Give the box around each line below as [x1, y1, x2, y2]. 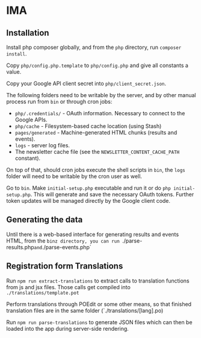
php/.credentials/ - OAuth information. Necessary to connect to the [14, 110, 185, 116]
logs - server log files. [14, 142, 70, 148]
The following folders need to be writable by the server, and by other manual [6, 92, 196, 98]
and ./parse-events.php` [34, 243, 91, 250]
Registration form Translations [6, 261, 123, 272]
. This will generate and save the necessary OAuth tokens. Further [30, 191, 194, 198]
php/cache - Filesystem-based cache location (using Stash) [14, 123, 162, 130]
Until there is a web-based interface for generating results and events [6, 231, 179, 238]
